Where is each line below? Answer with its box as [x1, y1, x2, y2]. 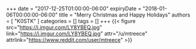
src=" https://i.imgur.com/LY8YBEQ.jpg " [6, 24, 102, 31]
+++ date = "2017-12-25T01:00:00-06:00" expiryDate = [6, 5, 142, 12]
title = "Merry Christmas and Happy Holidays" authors [58, 11, 191, 18]
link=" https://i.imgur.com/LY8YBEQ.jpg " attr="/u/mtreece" [6, 30, 148, 37]
